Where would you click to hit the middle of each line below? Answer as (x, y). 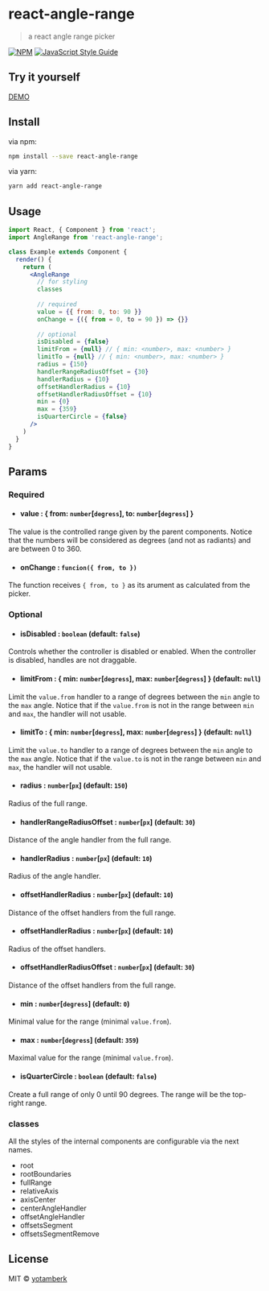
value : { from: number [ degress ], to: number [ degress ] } (107, 514)
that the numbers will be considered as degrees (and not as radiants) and (130, 540)
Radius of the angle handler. (55, 876)
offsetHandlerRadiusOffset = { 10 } (95, 394)
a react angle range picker (71, 36)
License (29, 1259)
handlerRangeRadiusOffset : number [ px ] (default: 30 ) (107, 821)
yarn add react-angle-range (55, 186)
